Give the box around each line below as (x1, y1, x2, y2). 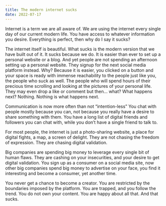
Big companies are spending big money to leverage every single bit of (5, 149, 149, 155)
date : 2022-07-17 (5, 12, 41, 17)
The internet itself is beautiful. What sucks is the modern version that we (5, 46, 155, 52)
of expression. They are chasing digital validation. (5, 139, 107, 145)
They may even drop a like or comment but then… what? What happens (5, 88, 152, 94)
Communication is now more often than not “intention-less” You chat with (5, 103, 156, 109)
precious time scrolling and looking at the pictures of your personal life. (5, 83, 152, 89)
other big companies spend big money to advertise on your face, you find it (5, 165, 161, 171)
